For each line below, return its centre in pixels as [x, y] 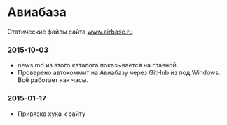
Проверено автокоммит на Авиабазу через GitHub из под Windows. [119, 73]
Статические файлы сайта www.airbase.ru [70, 32]
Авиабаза [37, 12]
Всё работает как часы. [53, 80]
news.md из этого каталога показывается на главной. [98, 65]
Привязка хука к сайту [51, 114]
